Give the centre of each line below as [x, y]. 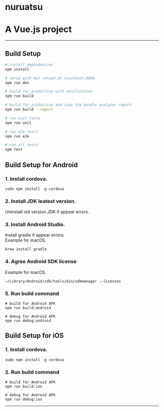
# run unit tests [23, 118]
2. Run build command [32, 372]
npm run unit [18, 123]
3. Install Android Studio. [35, 225]
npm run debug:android [28, 321]
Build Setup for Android [41, 165]
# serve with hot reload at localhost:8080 [50, 78]
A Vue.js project [39, 30]
